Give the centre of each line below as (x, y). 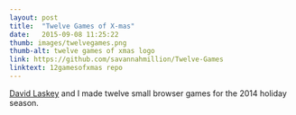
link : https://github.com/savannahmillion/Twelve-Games (116, 59)
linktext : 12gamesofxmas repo (66, 68)
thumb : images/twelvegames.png (68, 43)
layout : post (34, 18)
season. (24, 102)
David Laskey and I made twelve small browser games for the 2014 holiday (148, 93)
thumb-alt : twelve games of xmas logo (82, 51)
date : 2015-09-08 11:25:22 (64, 34)
